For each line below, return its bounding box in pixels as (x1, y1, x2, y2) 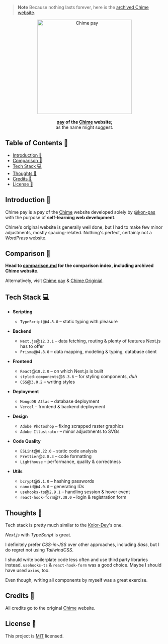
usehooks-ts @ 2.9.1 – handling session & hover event (20, 489, 130, 495)
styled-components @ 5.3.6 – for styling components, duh (20, 374, 137, 380)
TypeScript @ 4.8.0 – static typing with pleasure (20, 319, 118, 325)
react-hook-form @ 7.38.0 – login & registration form (20, 494, 127, 500)
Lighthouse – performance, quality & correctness (20, 458, 121, 465)
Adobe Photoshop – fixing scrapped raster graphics (20, 423, 124, 429)
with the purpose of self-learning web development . (5, 214, 116, 220)
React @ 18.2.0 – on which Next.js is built (20, 368, 104, 374)
